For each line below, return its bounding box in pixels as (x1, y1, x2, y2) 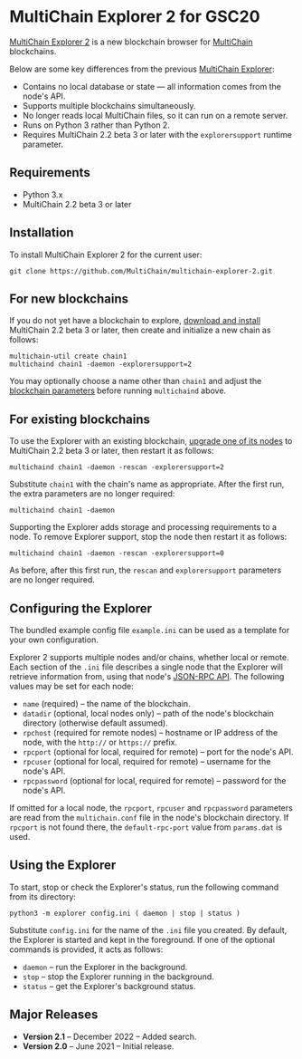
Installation (9, 225, 74, 241)
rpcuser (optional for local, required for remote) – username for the (22, 756, 271, 766)
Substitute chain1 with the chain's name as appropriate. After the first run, (9, 478, 285, 490)
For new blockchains (9, 291, 129, 306)
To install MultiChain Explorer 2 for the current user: (9, 249, 203, 260)
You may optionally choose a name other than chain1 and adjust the (9, 376, 262, 387)
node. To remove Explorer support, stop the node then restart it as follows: (9, 532, 288, 543)
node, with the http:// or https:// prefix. (22, 736, 178, 747)
